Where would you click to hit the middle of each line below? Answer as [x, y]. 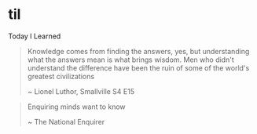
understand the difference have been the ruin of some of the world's [138, 67]
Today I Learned [35, 36]
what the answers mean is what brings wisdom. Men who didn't [130, 60]
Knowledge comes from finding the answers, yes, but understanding [138, 51]
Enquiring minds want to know [76, 107]
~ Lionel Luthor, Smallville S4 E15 [81, 91]
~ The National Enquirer [66, 121]
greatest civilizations [61, 76]
